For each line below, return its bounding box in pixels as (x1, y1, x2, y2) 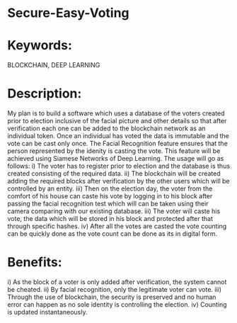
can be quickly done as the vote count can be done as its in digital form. (7, 229, 218, 238)
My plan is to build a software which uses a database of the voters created (7, 109, 225, 118)
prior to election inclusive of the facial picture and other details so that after (7, 117, 227, 125)
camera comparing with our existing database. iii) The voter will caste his (7, 207, 221, 215)
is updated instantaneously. (7, 308, 88, 316)
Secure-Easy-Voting (7, 5, 129, 21)
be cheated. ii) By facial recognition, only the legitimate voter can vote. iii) (7, 285, 221, 293)
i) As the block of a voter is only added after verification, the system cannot (7, 278, 227, 286)
